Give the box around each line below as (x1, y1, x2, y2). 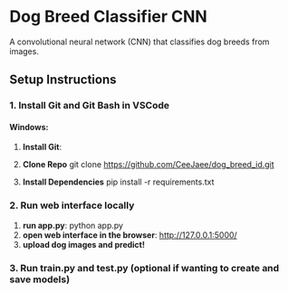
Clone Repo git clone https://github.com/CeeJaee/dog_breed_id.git (22, 159, 274, 170)
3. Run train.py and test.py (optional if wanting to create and (9, 261, 280, 274)
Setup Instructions (9, 72, 117, 88)
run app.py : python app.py (22, 220, 124, 231)
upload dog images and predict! (22, 239, 145, 250)
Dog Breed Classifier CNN (9, 6, 208, 27)
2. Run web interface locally (9, 199, 135, 212)
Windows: (9, 121, 49, 132)
